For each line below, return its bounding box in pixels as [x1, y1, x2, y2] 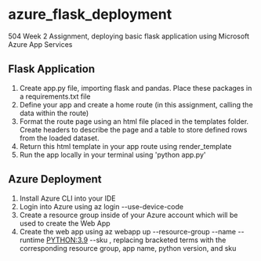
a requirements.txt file [19, 92, 91, 101]
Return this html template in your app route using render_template [19, 141, 232, 150]
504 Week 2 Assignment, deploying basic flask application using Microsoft [8, 31, 249, 41]
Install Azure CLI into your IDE [19, 194, 116, 203]
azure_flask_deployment [8, 5, 172, 24]
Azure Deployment [8, 172, 102, 186]
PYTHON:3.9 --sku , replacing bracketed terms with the [45, 235, 227, 245]
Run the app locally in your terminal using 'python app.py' [19, 150, 206, 159]
